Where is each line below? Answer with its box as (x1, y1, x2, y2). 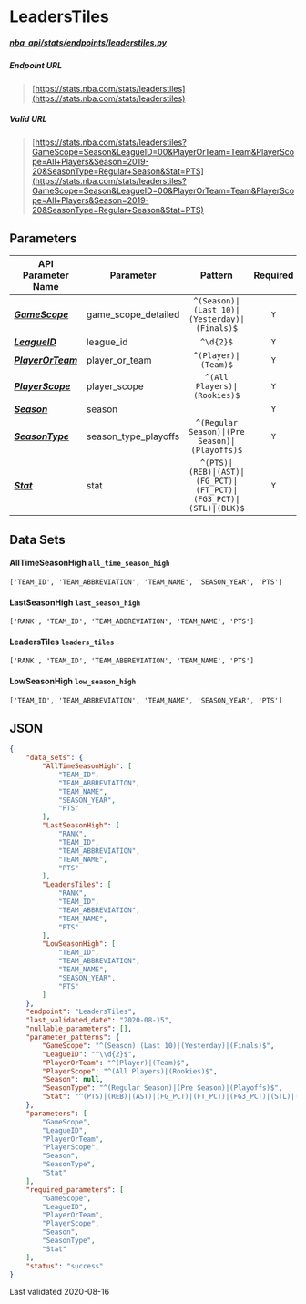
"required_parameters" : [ (25, 1185, 125, 1195)
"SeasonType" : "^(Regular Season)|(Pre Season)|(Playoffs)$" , (42, 1083, 283, 1093)
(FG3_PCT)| (192, 494, 240, 505)
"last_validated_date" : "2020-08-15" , (25, 1016, 173, 1025)
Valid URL (9, 114, 47, 125)
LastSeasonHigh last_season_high (9, 597, 141, 608)
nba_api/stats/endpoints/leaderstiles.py (9, 36, 167, 47)
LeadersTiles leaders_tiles (9, 636, 115, 647)
